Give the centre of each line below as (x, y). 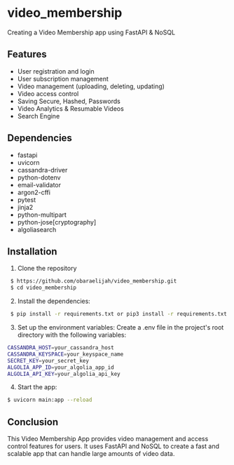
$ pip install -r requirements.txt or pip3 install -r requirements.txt (119, 314)
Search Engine (39, 116)
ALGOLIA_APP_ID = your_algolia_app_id (61, 367)
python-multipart (42, 215)
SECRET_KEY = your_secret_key (48, 360)
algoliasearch (37, 229)
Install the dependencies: (54, 301)
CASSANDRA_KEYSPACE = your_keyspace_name (66, 354)
